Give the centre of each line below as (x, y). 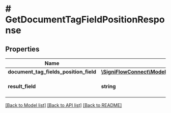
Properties (22, 49)
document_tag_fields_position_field (52, 72)
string (108, 86)
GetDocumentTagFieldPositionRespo (85, 20)
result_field (22, 86)
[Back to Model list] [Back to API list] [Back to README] (64, 105)
